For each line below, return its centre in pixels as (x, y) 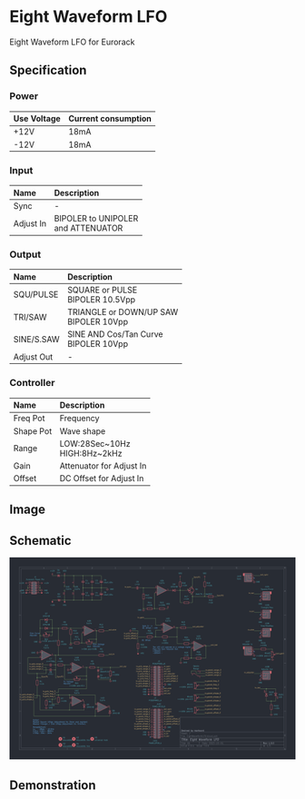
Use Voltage (37, 119)
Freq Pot (29, 419)
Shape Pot (33, 431)
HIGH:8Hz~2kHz (91, 453)
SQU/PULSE (36, 295)
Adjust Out (33, 357)
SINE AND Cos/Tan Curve (115, 334)
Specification (48, 70)
